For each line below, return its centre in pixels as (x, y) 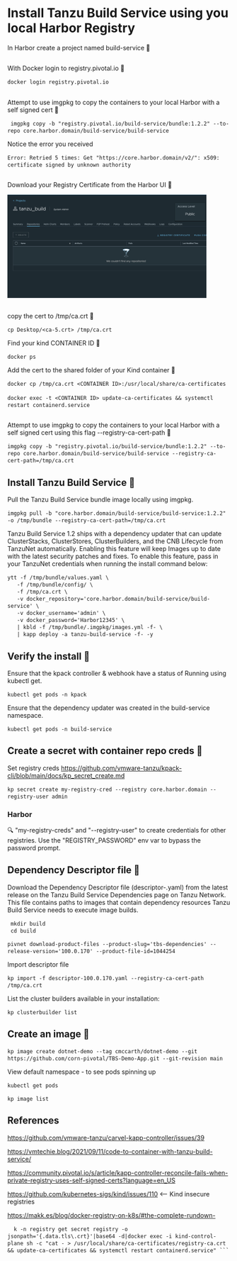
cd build (23, 931)
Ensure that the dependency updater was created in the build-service (109, 708)
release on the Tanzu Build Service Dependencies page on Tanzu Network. (117, 894)
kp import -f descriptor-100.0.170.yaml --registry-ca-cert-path (105, 978)
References (33, 1121)
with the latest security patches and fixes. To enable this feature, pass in (113, 556)
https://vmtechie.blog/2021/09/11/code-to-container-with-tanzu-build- (110, 1151)
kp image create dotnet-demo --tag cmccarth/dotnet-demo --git (103, 1051)
